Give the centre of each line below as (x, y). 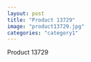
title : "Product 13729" (41, 20)
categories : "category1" (43, 33)
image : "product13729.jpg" (46, 26)
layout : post (26, 13)
